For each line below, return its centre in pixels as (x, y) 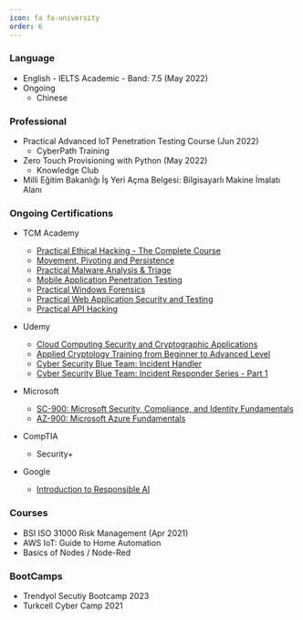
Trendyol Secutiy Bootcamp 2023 (86, 595)
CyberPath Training (73, 151)
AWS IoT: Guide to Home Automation (92, 542)
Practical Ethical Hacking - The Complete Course (129, 251)
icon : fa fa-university (55, 18)
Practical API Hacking (77, 309)
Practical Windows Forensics (91, 289)
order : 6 (26, 26)
